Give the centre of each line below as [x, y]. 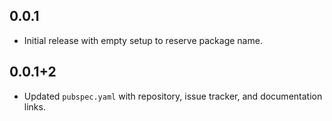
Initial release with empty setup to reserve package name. [143, 40]
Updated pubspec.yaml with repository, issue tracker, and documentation [173, 96]
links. [34, 106]
